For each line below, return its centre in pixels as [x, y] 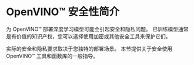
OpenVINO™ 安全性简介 [63, 12]
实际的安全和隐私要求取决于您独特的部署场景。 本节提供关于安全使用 [89, 48]
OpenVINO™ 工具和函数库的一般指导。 [52, 56]
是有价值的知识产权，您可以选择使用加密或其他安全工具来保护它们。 [88, 36]
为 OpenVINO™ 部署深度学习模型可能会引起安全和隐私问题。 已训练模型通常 [98, 29]
